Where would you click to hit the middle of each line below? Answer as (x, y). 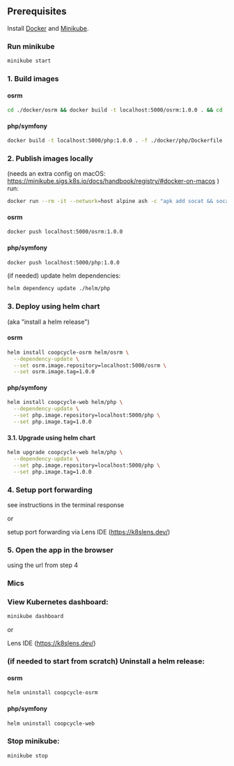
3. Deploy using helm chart (54, 306)
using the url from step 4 (43, 565)
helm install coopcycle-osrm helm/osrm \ (68, 352)
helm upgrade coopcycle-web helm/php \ (65, 453)
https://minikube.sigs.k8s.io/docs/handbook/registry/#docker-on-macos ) (113, 181)
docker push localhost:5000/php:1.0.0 (63, 262)
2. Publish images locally (50, 158)
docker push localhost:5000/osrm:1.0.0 (65, 232)
